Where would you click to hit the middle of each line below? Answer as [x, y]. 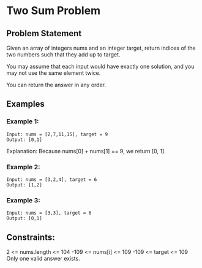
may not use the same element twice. [54, 73]
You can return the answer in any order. [56, 85]
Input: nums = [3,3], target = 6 [49, 213]
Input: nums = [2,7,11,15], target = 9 [57, 134]
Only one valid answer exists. [43, 259]
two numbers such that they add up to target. [63, 55]
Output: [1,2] [24, 185]
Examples [25, 104]
